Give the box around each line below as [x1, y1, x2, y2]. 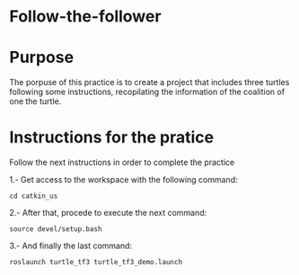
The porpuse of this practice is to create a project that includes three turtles [9, 77, 290, 88]
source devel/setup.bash [9, 225, 102, 234]
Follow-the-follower [9, 6, 162, 27]
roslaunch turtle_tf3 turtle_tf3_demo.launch [9, 258, 182, 267]
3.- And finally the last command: [9, 240, 133, 252]
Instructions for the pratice [9, 127, 215, 148]
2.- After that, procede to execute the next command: [9, 208, 207, 219]
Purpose [9, 47, 75, 68]
